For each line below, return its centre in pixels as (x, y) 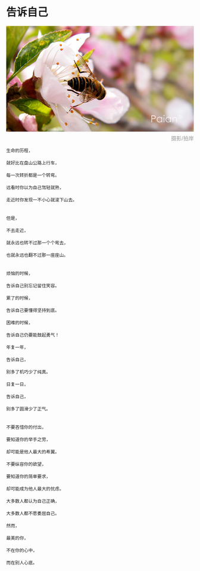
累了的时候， (20, 298)
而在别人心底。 (22, 563)
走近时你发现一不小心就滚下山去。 (42, 200)
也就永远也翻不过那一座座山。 (37, 255)
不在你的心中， (22, 550)
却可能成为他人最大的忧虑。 (35, 489)
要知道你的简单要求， (28, 476)
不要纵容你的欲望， (26, 464)
